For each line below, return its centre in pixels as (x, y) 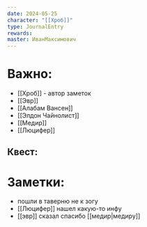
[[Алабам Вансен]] (45, 108)
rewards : (20, 33)
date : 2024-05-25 (32, 14)
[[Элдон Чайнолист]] (48, 116)
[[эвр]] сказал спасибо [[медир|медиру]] (79, 216)
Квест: (23, 152)
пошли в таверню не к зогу (58, 201)
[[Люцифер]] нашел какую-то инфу (69, 209)
